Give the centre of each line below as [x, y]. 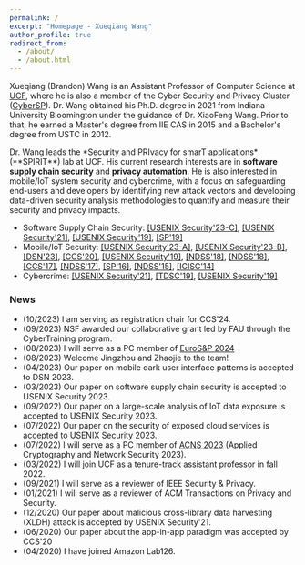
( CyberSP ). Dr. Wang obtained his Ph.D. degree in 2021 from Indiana [137, 105]
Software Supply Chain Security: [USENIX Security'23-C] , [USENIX [148, 227]
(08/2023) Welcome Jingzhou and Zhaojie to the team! [126, 358]
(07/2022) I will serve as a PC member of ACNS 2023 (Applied [140, 445]
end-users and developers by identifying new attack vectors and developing [152, 191]
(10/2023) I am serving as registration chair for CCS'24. [127, 319]
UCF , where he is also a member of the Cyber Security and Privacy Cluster [150, 96]
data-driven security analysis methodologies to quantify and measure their [149, 200]
